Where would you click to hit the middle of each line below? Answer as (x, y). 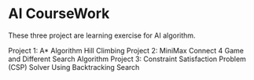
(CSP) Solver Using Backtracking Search (74, 67)
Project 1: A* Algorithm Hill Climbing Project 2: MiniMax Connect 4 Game (126, 50)
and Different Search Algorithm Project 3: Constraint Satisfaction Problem (127, 59)
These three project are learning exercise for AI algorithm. (102, 35)
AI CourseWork (59, 14)
